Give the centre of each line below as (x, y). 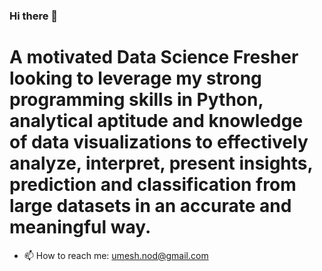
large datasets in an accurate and (150, 206)
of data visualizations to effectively (159, 142)
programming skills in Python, (136, 100)
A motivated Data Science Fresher (154, 57)
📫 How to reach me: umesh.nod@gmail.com (116, 255)
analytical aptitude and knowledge (156, 121)
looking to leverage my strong (135, 78)
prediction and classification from (153, 185)
